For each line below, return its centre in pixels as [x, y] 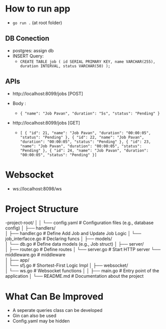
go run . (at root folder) [37, 23]
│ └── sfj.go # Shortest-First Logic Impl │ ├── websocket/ [67, 265]
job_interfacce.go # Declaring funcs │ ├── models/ [59, 239]
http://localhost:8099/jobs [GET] [46, 123]
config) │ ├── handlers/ [30, 228]
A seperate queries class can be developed [57, 310]
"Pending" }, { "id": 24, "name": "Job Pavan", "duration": [84, 150]
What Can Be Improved [54, 296]
